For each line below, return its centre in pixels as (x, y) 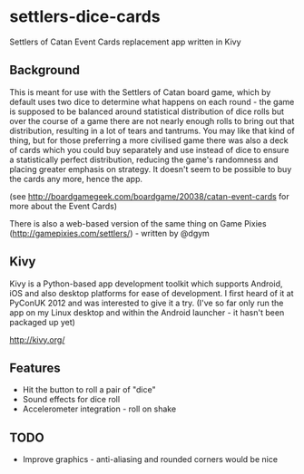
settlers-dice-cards (85, 17)
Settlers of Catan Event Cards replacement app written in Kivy (126, 42)
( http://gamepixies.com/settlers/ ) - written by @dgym (110, 233)
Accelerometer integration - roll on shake (99, 409)
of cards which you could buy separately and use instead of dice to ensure (149, 150)
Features (35, 368)
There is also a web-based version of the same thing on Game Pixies (138, 223)
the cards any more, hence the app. (76, 179)
